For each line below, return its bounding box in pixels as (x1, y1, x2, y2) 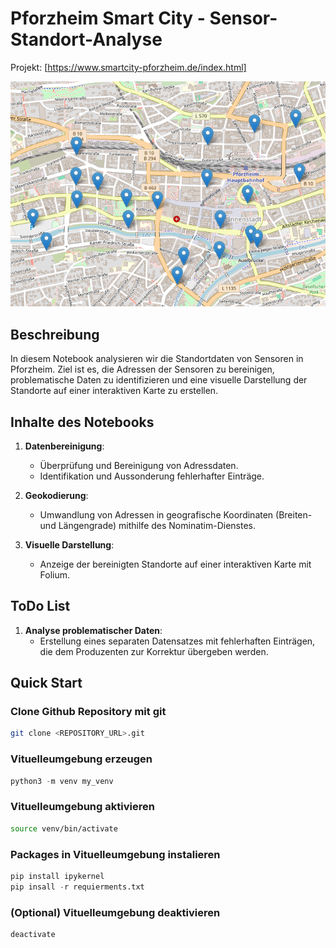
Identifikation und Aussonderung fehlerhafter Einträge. (39, 470, 265, 482)
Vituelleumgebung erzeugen (10, 752, 153, 766)
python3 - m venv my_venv (10, 776, 114, 786)
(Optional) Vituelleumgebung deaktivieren (10, 905, 221, 919)
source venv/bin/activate (10, 823, 118, 834)
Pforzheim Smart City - (10, 7, 206, 30)
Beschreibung (10, 326, 100, 343)
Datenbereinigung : (24, 440, 105, 452)
